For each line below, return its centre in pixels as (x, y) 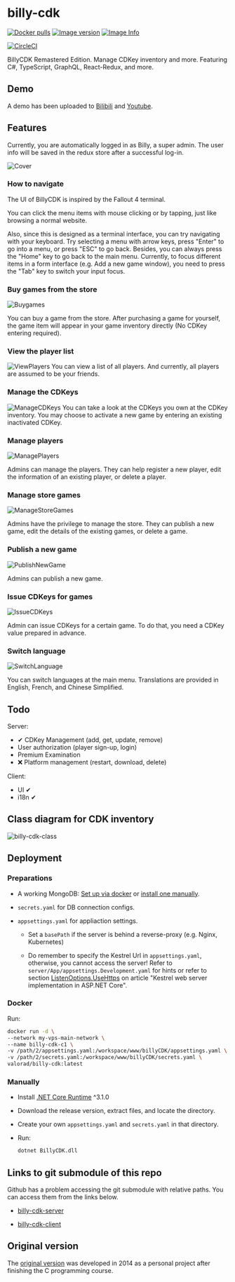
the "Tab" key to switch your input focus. (66, 271)
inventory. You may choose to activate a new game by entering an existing (115, 414)
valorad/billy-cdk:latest (45, 1064)
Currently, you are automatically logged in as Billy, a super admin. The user (115, 144)
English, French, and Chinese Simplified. (66, 687)
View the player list (41, 351)
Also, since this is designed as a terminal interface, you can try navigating (114, 234)
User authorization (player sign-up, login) (77, 748)
